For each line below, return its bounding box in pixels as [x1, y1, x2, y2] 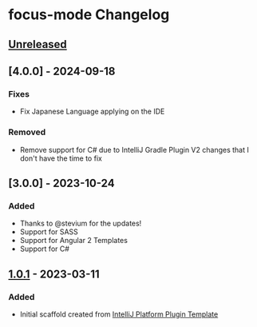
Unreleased [8, 38, 68, 51]
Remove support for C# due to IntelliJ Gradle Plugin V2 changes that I [19, 145, 249, 154]
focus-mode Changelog [8, 6, 170, 24]
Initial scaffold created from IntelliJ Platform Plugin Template [19, 309, 219, 319]
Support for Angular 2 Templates [19, 236, 128, 245]
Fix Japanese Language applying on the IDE [19, 106, 165, 117]
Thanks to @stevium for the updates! [19, 218, 142, 229]
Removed [8, 126, 46, 138]
